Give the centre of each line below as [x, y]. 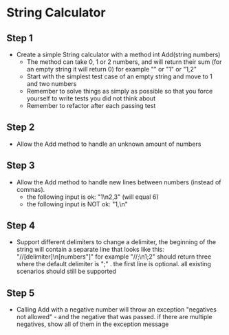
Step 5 [21, 293]
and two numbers [52, 84]
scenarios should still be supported [66, 271]
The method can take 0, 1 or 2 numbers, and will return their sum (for [124, 62]
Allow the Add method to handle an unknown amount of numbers [109, 144]
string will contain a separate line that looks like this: [90, 250]
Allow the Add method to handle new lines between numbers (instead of [119, 182]
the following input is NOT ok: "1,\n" [77, 204]
